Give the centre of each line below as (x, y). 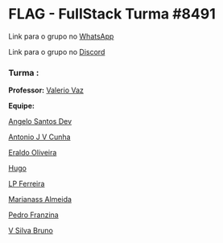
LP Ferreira (27, 184)
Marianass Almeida (40, 200)
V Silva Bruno (31, 231)
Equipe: (21, 106)
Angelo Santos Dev (40, 121)
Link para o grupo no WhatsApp (61, 36)
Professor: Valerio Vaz (46, 90)
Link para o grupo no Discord (57, 51)
